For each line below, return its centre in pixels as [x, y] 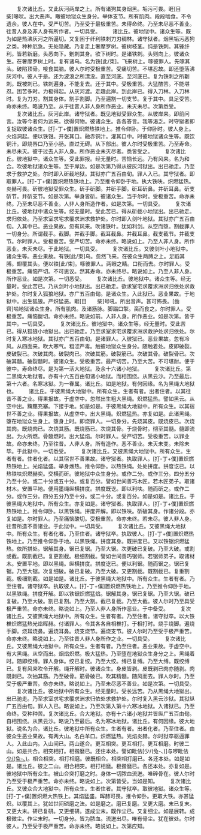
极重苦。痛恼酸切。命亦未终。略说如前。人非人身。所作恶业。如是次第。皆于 [100, 316]
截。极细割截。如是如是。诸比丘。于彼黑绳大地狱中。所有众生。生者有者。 [98, 579]
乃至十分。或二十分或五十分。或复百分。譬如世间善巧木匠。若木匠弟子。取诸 [100, 481]
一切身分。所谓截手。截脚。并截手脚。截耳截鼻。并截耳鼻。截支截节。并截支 [100, 234]
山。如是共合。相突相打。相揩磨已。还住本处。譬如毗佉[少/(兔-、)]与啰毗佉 [97, 751]
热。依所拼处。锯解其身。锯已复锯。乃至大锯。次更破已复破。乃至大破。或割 [100, 549]
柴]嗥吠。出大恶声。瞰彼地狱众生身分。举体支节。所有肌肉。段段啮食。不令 [99, 16]
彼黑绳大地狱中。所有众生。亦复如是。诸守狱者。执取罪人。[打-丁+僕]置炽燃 [100, 504]
